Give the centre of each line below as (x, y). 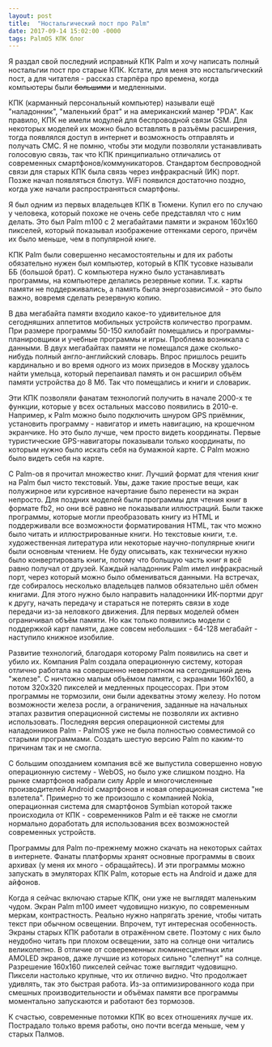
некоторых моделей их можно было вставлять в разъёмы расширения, (133, 129)
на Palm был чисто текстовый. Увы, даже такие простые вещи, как (123, 483)
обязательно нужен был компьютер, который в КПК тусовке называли (131, 263)
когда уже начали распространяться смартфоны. (94, 189)
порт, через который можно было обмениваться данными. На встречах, (134, 577)
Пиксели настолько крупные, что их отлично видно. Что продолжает (128, 976)
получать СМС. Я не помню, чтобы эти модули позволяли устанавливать (135, 146)
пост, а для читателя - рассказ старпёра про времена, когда (114, 79)
